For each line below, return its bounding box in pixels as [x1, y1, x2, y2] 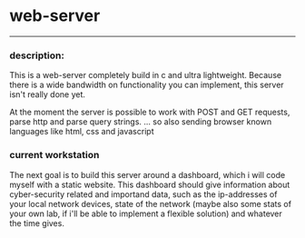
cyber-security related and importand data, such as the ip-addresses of [9, 188, 278, 200]
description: [9, 49, 65, 62]
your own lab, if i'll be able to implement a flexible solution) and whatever [9, 208, 283, 219]
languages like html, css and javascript [9, 126, 154, 137]
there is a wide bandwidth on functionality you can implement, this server [9, 79, 284, 91]
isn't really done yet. [9, 89, 86, 100]
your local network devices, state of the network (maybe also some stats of [9, 198, 292, 209]
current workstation [9, 149, 100, 162]
